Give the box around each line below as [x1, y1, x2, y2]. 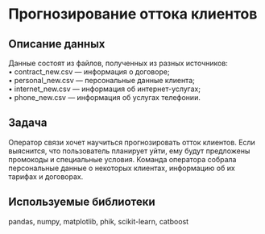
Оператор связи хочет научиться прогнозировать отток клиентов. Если [8, 137, 255, 147]
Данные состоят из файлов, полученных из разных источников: [8, 58, 228, 68]
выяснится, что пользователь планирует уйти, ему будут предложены [8, 146, 251, 156]
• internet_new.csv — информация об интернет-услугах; [8, 84, 201, 94]
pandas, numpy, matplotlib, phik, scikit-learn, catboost [8, 216, 189, 226]
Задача [8, 116, 48, 130]
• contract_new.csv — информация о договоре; [8, 67, 171, 77]
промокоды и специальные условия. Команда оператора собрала [8, 154, 237, 164]
